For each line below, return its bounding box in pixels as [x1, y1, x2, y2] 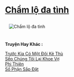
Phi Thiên [5, 61, 24, 67]
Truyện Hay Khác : [5, 41, 43, 47]
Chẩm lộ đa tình [5, 4, 69, 16]
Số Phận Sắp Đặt [5, 66, 39, 72]
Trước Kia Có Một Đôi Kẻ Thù [5, 51, 63, 57]
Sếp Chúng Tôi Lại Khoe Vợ [5, 56, 59, 61]
